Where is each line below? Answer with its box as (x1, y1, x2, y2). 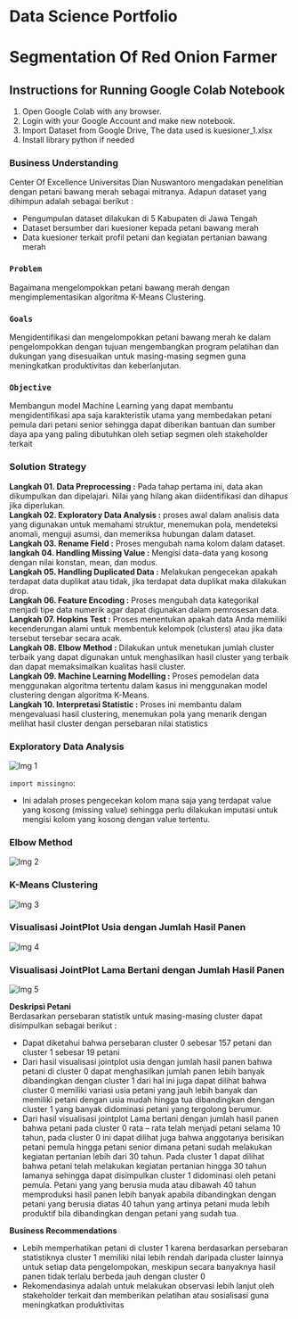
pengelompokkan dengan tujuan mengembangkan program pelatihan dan (9, 342, 279, 352)
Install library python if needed (21, 135, 135, 145)
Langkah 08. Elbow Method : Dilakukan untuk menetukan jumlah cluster (9, 642, 275, 653)
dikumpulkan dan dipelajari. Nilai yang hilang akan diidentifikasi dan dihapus (9, 491, 289, 501)
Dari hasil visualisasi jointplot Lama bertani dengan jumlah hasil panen (21, 1113, 278, 1125)
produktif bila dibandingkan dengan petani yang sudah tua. (21, 1208, 238, 1219)
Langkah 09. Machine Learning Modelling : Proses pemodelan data (9, 671, 260, 681)
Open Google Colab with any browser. (21, 106, 162, 117)
